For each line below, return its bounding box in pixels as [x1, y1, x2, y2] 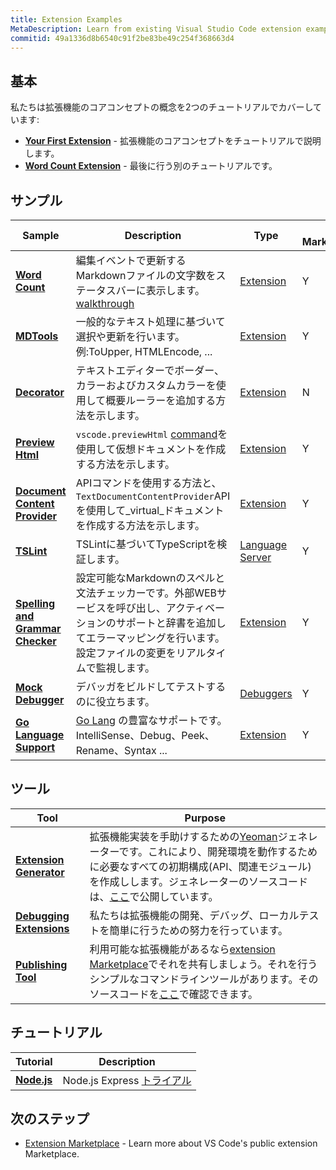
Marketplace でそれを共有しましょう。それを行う [89, 957, 318, 971]
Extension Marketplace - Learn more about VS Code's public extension [24, 1137, 318, 1150]
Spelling [15, 597, 56, 610]
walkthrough [75, 297, 135, 310]
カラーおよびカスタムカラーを [75, 379, 217, 392]
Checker [15, 634, 57, 648]
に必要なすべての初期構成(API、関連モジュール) [89, 859, 312, 873]
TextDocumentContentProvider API [75, 489, 231, 503]
